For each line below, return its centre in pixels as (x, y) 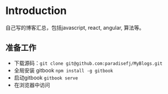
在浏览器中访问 (32, 85)
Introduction (36, 11)
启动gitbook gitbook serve (46, 78)
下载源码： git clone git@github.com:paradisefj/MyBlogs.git (88, 63)
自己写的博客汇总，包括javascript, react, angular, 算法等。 (75, 27)
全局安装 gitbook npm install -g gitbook (63, 70)
